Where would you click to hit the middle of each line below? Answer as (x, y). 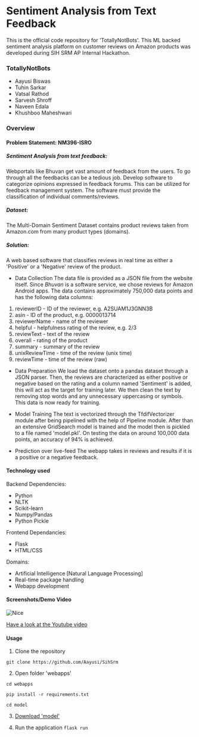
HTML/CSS (29, 550)
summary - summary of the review (57, 346)
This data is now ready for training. (57, 402)
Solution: (18, 245)
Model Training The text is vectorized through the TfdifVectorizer (94, 414)
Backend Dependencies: (36, 484)
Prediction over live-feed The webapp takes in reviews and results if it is (103, 450)
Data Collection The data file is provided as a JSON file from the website (103, 278)
